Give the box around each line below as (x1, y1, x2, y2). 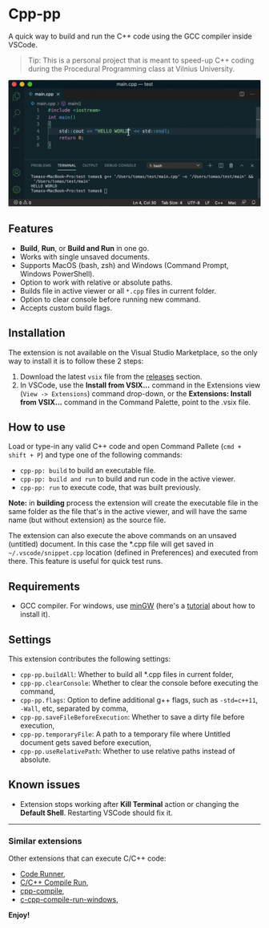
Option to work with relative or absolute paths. (19, 278, 173, 287)
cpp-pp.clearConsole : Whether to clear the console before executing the (19, 679, 259, 687)
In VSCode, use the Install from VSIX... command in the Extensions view (19, 380, 261, 390)
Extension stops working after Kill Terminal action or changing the (19, 799, 239, 808)
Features (8, 222, 54, 236)
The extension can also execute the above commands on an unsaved (8, 531, 237, 541)
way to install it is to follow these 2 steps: (8, 356, 144, 366)
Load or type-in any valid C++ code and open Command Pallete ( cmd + (8, 442, 242, 452)
